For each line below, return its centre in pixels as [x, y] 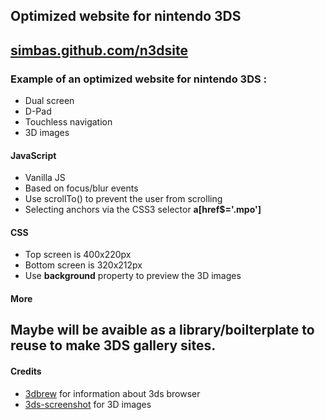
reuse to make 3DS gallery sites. [113, 345]
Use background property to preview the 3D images [133, 276]
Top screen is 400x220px [78, 255]
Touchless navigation [68, 122]
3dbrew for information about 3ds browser [112, 393]
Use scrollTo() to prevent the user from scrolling [123, 199]
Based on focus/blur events [81, 188]
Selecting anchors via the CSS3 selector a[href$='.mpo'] [143, 210]
